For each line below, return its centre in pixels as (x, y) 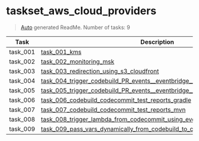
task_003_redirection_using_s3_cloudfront (100, 71)
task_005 (22, 90)
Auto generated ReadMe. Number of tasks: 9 (75, 27)
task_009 (22, 129)
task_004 (22, 81)
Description (157, 41)
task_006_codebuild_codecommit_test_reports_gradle (116, 100)
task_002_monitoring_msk (77, 62)
